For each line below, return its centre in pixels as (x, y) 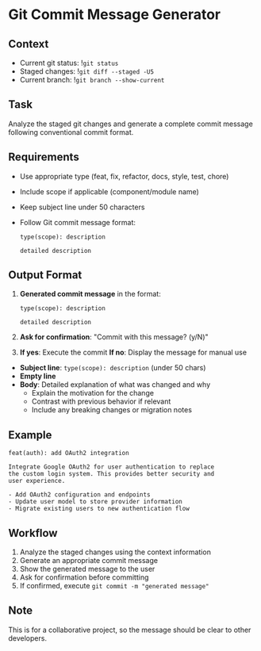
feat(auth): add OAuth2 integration (69, 454)
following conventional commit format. (71, 132)
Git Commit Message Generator (114, 15)
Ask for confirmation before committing (84, 577)
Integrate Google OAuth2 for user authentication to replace (111, 467)
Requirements (44, 157)
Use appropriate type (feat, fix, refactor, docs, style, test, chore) (124, 176)
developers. (28, 638)
